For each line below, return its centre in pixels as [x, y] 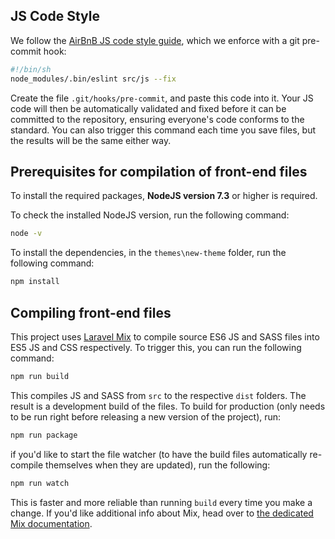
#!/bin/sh [31, 69]
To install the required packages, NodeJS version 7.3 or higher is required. [164, 196]
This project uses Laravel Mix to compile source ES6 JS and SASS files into [165, 336]
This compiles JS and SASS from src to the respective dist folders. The [158, 395]
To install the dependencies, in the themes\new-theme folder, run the [148, 253]
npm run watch [40, 483]
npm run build [40, 376]
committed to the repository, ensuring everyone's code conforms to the [157, 119]
